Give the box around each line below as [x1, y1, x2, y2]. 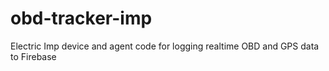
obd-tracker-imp [10, 7, 153, 30]
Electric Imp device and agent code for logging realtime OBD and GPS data [10, 40, 320, 52]
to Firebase [10, 50, 57, 62]
